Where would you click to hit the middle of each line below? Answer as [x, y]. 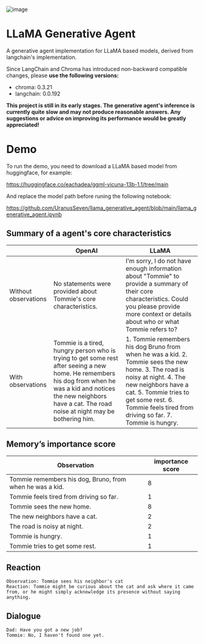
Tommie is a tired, [79, 343]
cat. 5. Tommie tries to [157, 392]
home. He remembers [84, 373]
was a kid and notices [84, 388]
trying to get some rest [86, 358]
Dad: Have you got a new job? [45, 630]
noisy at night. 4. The [156, 377]
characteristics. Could [157, 299]
